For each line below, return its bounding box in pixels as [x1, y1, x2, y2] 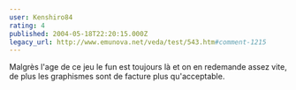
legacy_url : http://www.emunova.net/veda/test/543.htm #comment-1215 [9, 37, 267, 47]
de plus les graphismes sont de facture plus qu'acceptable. [9, 71, 225, 82]
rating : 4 [9, 21, 46, 30]
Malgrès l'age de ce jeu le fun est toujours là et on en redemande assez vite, [9, 62, 287, 72]
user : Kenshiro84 [9, 12, 73, 22]
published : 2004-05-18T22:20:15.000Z [9, 29, 148, 38]
